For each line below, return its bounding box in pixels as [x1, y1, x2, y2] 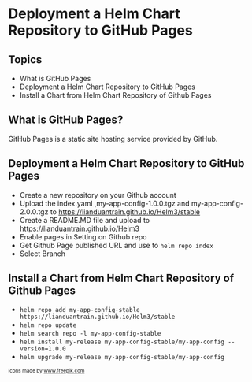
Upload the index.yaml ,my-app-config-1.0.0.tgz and [19, 198, 191, 208]
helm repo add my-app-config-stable [19, 306, 140, 314]
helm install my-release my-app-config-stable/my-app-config [19, 338, 225, 347]
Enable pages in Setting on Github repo [19, 232, 147, 241]
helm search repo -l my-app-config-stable [19, 330, 161, 338]
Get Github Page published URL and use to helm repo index [19, 240, 214, 250]
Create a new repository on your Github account [19, 190, 177, 199]
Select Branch [19, 249, 65, 258]
